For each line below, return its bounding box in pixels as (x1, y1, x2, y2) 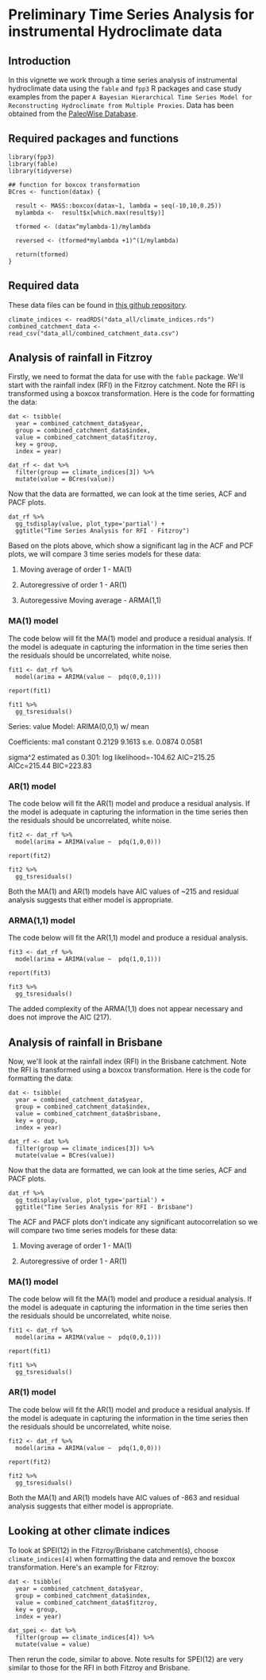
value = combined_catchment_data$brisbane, (15, 1110, 161, 1118)
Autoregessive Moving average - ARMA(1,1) (19, 596, 162, 605)
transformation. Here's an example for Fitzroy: (8, 1562, 159, 1572)
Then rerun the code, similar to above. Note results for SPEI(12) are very (8, 1654, 244, 1663)
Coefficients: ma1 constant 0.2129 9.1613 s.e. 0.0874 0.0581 (8, 737, 202, 747)
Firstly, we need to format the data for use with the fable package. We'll (8, 372, 244, 382)
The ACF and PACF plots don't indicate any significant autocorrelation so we (8, 1217, 258, 1227)
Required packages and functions (8, 132, 179, 145)
